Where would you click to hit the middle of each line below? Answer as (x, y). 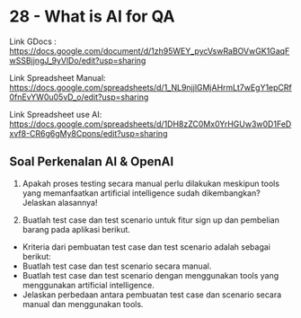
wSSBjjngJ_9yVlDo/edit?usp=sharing (78, 60)
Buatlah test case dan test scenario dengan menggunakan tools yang (150, 275)
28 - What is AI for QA (92, 17)
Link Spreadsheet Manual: (58, 77)
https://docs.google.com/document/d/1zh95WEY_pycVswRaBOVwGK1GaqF (150, 50)
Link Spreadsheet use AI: (56, 114)
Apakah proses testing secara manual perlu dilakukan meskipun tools (151, 183)
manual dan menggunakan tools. (83, 304)
